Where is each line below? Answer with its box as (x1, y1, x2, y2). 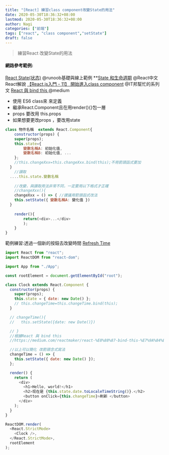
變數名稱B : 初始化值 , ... (23, 150, 71, 156)
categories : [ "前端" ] (5, 26, 49, 31)
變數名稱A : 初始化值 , (23, 146, 63, 151)
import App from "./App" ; (5, 264, 59, 269)
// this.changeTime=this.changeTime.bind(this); (14, 301, 118, 306)
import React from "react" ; (5, 250, 64, 256)
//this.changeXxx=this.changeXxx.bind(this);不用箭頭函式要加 (14, 160, 141, 165)
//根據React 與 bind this (10, 333, 62, 338)
